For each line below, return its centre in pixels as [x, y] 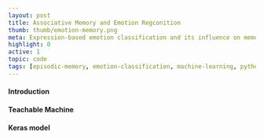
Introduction [29, 92]
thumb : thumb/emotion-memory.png [63, 30]
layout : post [29, 15]
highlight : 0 [29, 45]
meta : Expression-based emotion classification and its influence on [125, 37]
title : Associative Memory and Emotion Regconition [94, 23]
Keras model [29, 127]
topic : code [27, 60]
